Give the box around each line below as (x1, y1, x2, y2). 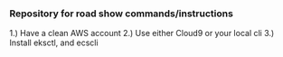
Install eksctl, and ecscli (9, 37, 99, 48)
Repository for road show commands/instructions (9, 7, 233, 20)
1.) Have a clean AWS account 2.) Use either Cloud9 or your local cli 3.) (9, 28, 275, 39)
